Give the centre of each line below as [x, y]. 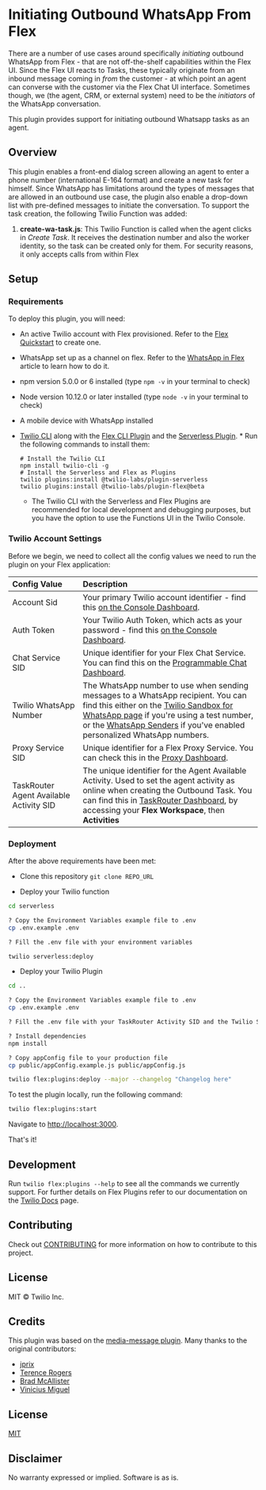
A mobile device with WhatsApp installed [86, 420]
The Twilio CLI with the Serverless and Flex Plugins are [121, 501]
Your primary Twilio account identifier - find [164, 597]
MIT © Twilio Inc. [36, 1297]
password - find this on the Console [150, 629]
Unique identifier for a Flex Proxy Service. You [168, 747]
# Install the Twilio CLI [62, 459]
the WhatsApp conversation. [55, 104]
